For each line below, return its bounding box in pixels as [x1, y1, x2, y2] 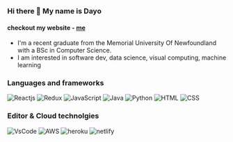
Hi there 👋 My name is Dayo [7, 6, 102, 16]
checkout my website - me [7, 24, 86, 32]
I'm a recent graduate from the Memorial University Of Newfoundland [17, 39, 217, 47]
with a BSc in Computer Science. [17, 46, 112, 55]
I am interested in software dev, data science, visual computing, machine [17, 53, 227, 62]
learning [17, 61, 42, 69]
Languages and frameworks [7, 78, 104, 88]
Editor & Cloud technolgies [7, 111, 99, 121]
